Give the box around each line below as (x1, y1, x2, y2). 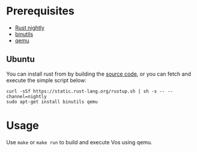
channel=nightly (6, 93, 47, 100)
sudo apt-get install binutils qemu (6, 99, 98, 105)
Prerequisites (6, 4, 75, 18)
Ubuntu (6, 54, 35, 64)
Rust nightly (14, 24, 45, 31)
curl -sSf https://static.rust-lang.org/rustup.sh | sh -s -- (6, 88, 165, 94)
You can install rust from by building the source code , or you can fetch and (6, 70, 191, 78)
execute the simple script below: (6, 76, 87, 84)
